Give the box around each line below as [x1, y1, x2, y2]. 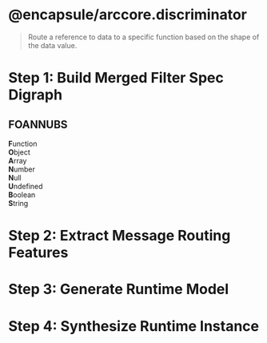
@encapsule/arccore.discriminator [8, 6, 248, 24]
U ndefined [8, 181, 43, 191]
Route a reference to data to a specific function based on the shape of [27, 32, 260, 42]
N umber [8, 164, 36, 174]
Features [8, 244, 69, 262]
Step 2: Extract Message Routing [8, 227, 231, 245]
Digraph [8, 86, 62, 104]
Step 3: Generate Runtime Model [8, 280, 229, 298]
